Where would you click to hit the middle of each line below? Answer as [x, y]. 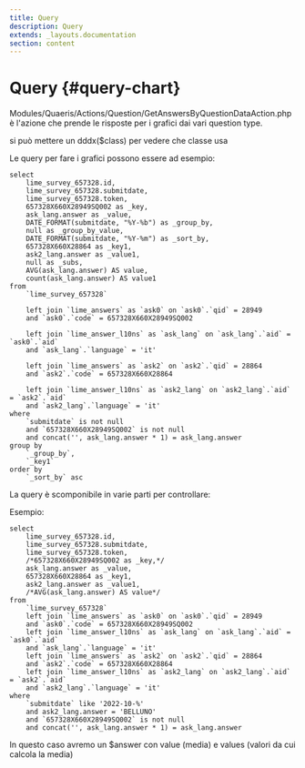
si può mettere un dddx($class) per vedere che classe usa [119, 141]
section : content [42, 43]
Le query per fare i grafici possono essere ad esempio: [112, 158]
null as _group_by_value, [75, 231]
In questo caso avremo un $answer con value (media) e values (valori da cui [152, 745]
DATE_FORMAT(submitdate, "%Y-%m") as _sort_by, [117, 239]
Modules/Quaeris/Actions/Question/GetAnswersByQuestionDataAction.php [151, 114]
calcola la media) [41, 754]
